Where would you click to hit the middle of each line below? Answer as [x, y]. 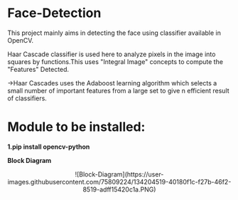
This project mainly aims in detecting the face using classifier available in [114, 33]
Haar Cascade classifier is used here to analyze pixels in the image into [112, 54]
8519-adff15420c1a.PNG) [119, 189]
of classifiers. [27, 98]
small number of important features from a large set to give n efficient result [118, 90]
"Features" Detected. [38, 69]
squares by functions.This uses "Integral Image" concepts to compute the [115, 61]
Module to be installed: [76, 127]
